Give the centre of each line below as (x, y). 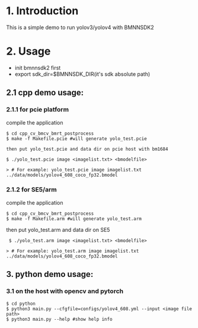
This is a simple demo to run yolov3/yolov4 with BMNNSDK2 (80, 27)
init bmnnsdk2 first (38, 68)
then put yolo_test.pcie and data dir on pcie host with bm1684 (87, 149)
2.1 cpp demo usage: (45, 93)
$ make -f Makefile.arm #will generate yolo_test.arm (74, 219)
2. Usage (28, 51)
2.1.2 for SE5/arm (32, 190)
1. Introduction (42, 11)
